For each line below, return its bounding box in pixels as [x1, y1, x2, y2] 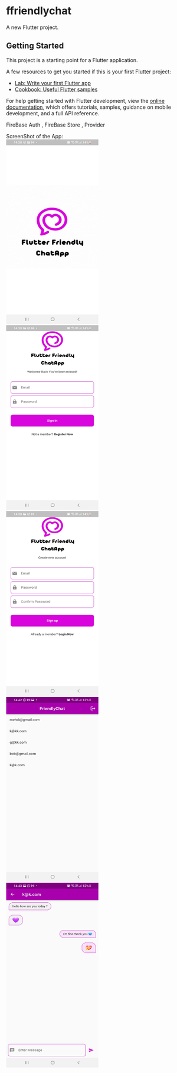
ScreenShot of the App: [6, 132, 64, 140]
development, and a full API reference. [6, 109, 100, 116]
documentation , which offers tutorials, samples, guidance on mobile [6, 103, 171, 111]
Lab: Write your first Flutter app [14, 79, 91, 86]
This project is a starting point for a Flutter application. [6, 56, 138, 63]
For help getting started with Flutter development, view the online [6, 97, 165, 104]
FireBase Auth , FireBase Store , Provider [6, 121, 105, 128]
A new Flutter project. [6, 24, 59, 31]
